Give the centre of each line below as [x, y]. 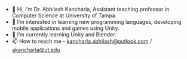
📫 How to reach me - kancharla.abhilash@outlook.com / [82, 41]
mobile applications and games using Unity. [65, 28]
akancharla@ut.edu [36, 50]
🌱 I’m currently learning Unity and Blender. [64, 35]
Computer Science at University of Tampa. [64, 15]
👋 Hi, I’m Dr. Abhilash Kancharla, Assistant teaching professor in [91, 9]
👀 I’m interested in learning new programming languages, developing [96, 22]
